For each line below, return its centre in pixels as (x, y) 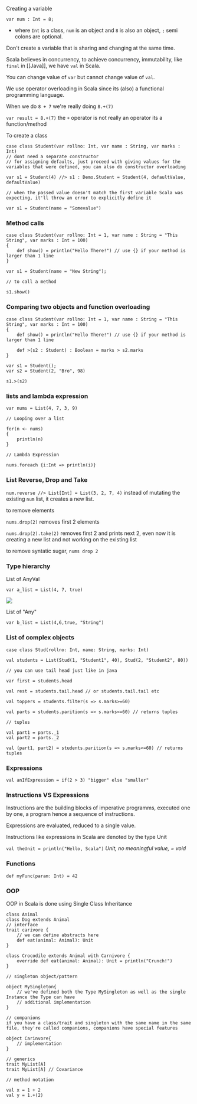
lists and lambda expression (47, 396)
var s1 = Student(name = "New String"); (57, 272)
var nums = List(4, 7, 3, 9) (42, 408)
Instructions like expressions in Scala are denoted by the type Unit (86, 837)
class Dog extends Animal (38, 920)
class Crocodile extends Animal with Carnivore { (68, 956)
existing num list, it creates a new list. (50, 499)
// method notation (30, 1080)
